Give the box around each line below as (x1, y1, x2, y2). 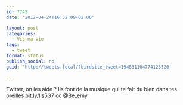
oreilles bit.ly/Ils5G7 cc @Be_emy (6, 92, 88, 99)
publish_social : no (6, 58, 55, 64)
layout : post (6, 25, 39, 31)
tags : (6, 42, 20, 48)
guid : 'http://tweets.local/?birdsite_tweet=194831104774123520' (6, 64, 172, 70)
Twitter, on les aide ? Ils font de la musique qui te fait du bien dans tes (6, 85, 178, 92)
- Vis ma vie (11, 36, 44, 42)
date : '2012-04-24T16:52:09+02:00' (6, 14, 95, 20)
